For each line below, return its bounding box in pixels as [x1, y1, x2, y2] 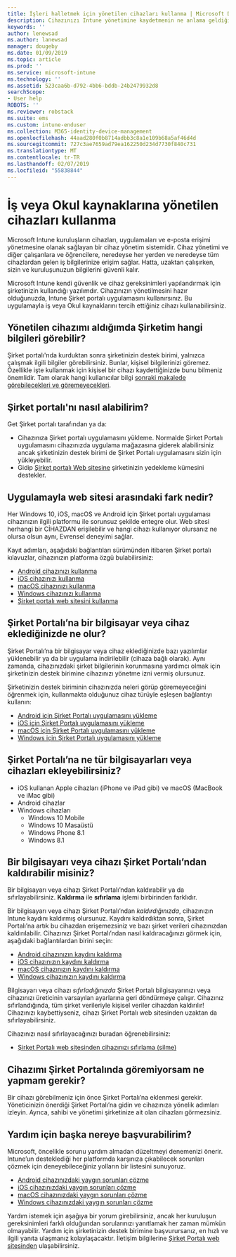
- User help [7, 96, 42, 103]
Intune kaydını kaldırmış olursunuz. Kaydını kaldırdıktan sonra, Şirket [7, 914, 205, 923]
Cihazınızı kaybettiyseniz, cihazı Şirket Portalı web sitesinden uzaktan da [7, 1008, 218, 1017]
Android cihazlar [17, 798, 65, 807]
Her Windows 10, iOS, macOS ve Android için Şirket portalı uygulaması [7, 510, 211, 518]
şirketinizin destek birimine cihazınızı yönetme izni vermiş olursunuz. [7, 669, 206, 678]
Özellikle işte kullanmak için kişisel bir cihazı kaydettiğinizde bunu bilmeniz [7, 366, 223, 374]
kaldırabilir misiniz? [7, 867, 95, 879]
